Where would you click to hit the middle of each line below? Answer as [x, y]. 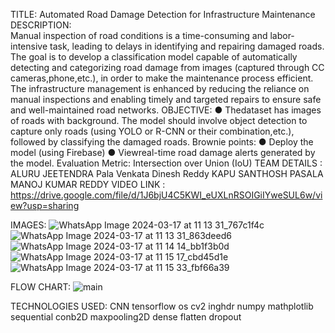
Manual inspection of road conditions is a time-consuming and [139, 35]
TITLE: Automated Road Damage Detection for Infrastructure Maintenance [163, 14]
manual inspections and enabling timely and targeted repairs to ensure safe [166, 99]
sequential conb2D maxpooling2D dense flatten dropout [126, 317]
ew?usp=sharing [45, 205]
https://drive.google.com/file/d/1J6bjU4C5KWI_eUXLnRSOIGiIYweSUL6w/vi [166, 195]
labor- [282, 35]
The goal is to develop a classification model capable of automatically [154, 57]
